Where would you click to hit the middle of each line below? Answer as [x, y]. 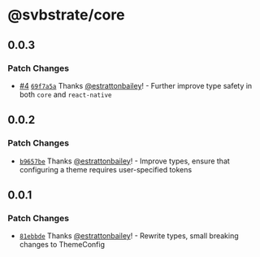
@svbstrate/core [66, 15]
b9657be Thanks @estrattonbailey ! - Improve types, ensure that [125, 161]
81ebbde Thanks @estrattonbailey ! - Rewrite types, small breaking [129, 236]
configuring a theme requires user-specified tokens [106, 169]
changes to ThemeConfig [62, 245]
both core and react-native [65, 94]
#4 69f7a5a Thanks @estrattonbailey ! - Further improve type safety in [136, 85]
